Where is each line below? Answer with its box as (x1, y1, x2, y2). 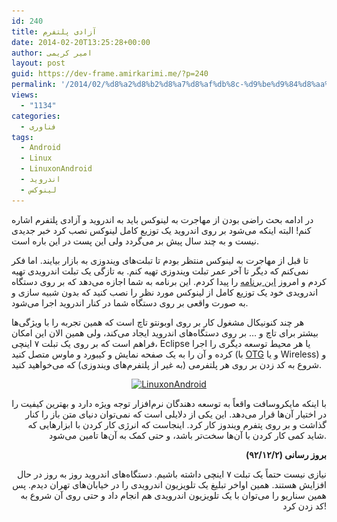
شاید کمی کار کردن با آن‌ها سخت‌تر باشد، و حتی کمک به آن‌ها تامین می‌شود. (48, 429, 327, 441)
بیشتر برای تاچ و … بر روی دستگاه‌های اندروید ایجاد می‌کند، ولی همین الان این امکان (11, 326, 319, 339)
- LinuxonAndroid (20, 164, 93, 174)
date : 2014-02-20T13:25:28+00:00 (11, 37, 151, 47)
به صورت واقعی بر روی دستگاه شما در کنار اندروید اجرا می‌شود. (11, 296, 249, 309)
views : (11, 90, 39, 100)
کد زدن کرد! (282, 500, 327, 512)
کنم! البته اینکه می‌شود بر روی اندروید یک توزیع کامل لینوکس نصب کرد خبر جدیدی (11, 224, 312, 236)
